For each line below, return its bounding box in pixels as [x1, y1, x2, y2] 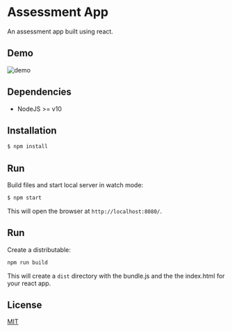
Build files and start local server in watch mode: [7, 181, 144, 189]
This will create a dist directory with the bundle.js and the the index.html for [7, 271, 225, 280]
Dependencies [7, 86, 72, 98]
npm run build [7, 259, 49, 266]
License [7, 299, 42, 311]
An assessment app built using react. [7, 27, 113, 35]
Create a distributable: [7, 245, 72, 254]
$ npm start [7, 194, 42, 202]
